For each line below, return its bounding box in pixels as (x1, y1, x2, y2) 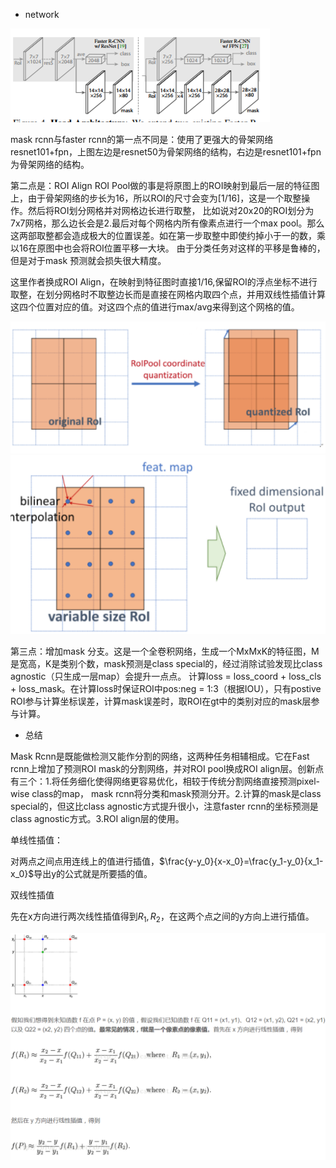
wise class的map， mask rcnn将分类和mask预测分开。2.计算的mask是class (10, 787, 322, 799)
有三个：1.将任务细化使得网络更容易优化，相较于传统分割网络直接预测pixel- (10, 775, 321, 787)
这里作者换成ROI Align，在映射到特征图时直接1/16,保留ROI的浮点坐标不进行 (10, 276, 318, 288)
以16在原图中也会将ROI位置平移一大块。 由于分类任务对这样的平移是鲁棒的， (10, 242, 326, 254)
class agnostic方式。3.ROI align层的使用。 (10, 812, 185, 824)
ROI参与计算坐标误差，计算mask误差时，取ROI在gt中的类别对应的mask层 (10, 695, 312, 707)
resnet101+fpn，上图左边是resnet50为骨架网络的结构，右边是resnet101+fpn (10, 146, 322, 158)
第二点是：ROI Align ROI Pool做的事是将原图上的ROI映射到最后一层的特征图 (10, 180, 320, 191)
